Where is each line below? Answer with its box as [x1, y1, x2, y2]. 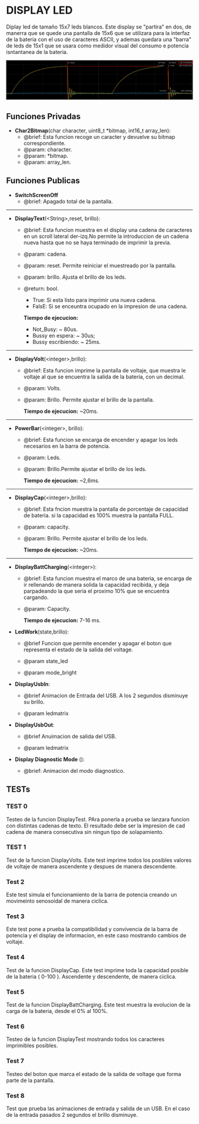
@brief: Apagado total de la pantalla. [23, 198, 113, 205]
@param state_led [23, 657, 68, 664]
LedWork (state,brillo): [14, 628, 69, 635]
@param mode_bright [23, 668, 77, 676]
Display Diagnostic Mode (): [14, 756, 85, 763]
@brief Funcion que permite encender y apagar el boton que [23, 639, 172, 647]
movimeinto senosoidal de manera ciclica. [6, 897, 109, 905]
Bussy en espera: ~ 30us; [32, 332, 95, 339]
